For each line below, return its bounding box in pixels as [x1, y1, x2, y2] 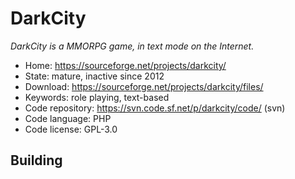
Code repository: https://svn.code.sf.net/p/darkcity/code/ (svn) [24, 102, 286, 114]
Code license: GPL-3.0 [24, 123, 118, 135]
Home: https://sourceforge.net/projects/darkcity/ [24, 59, 227, 71]
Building [10, 152, 63, 169]
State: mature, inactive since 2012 [24, 70, 165, 82]
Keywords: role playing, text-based [24, 91, 170, 103]
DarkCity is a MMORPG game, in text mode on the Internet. [10, 40, 255, 52]
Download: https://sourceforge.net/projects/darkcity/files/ [24, 80, 264, 92]
